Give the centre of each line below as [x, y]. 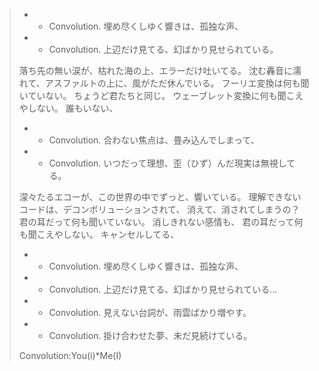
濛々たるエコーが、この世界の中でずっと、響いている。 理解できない [160, 197]
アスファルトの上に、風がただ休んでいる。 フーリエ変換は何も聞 [177, 83]
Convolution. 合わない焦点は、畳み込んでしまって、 [154, 140]
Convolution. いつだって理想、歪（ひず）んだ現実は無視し [167, 163]
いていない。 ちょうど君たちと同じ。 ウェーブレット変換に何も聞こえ [161, 95]
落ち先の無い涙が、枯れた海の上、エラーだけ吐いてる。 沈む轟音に [156, 70]
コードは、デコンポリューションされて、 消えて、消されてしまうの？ [159, 209]
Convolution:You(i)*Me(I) [70, 355]
